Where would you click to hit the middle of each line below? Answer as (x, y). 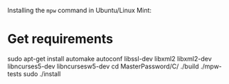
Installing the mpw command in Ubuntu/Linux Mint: (79, 10)
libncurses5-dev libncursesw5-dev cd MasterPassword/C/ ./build (103, 66)
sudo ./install (42, 73)
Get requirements (60, 39)
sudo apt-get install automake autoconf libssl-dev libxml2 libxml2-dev (110, 58)
